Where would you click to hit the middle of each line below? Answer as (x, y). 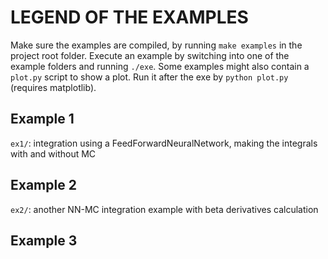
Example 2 (43, 185)
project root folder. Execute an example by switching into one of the (150, 55)
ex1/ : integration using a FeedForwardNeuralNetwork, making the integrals (164, 143)
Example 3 (44, 240)
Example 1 (42, 119)
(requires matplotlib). (53, 87)
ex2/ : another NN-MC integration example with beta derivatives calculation (164, 209)
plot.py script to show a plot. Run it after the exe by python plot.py (149, 77)
